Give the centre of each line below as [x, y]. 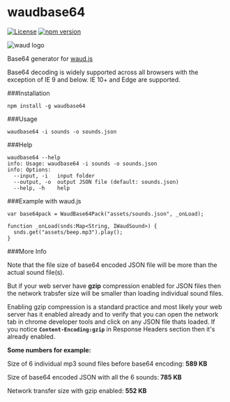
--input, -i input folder [54, 175]
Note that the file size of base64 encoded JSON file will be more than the [112, 265]
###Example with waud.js [44, 201]
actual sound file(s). [36, 272]
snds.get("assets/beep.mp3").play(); [68, 232]
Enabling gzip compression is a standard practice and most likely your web [115, 307]
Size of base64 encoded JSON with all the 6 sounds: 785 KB [95, 377]
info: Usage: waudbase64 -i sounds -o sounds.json [82, 164]
